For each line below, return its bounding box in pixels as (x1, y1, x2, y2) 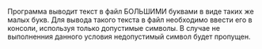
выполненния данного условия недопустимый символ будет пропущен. (7, 32, 251, 41)
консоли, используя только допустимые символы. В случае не (7, 24, 221, 32)
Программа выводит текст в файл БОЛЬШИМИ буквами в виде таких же (7, 7, 254, 16)
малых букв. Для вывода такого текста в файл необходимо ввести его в (7, 15, 253, 24)
